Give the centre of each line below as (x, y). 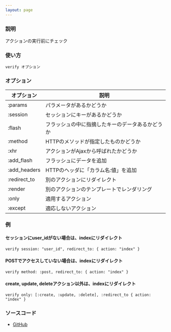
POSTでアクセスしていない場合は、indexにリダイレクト (64, 261)
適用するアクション (68, 199)
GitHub (20, 324)
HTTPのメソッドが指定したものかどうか (93, 142)
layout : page (19, 10)
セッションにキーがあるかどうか (84, 115)
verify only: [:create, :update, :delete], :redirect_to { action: (78, 295)
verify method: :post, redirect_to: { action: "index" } (67, 272)
